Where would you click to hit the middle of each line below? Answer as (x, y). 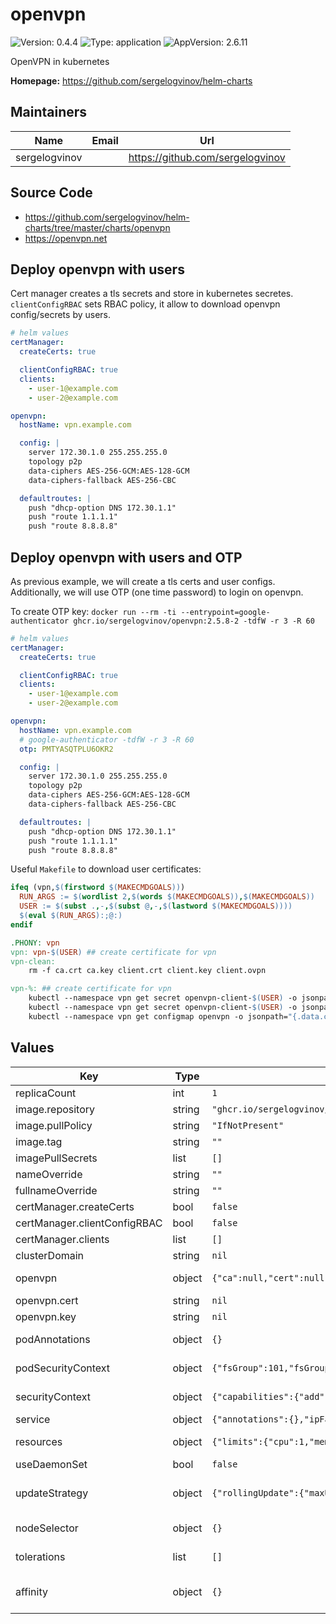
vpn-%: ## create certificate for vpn (91, 989)
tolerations (40, 1556)
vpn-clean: (33, 961)
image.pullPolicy (54, 1125)
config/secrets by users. (61, 315)
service (33, 1419)
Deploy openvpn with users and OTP (126, 557)
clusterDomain (50, 1255)
